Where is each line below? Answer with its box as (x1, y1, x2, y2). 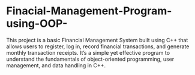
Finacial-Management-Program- (6, 4, 172, 18)
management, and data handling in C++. (6, 61, 106, 69)
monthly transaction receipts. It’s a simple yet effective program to (6, 49, 170, 56)
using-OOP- (6, 17, 68, 30)
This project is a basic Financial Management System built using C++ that (6, 36, 188, 43)
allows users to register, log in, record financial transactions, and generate (6, 43, 190, 50)
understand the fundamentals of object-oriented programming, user (6, 55, 175, 62)
